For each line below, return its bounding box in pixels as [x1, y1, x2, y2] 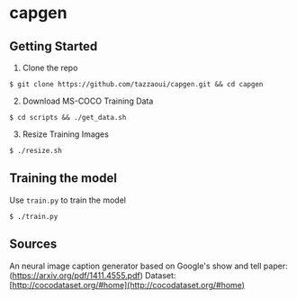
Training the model [9, 170, 117, 186]
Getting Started [9, 39, 98, 54]
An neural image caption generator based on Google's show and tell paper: [9, 260, 288, 271]
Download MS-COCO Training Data [22, 95, 154, 106]
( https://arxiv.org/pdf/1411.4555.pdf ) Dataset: [9, 269, 176, 281]
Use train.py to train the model [9, 195, 126, 205]
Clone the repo [22, 62, 78, 73]
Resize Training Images [22, 129, 110, 140]
